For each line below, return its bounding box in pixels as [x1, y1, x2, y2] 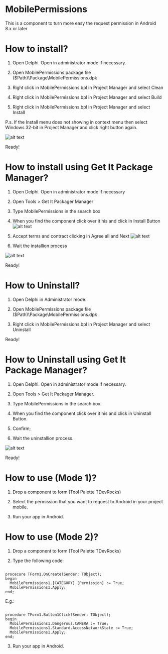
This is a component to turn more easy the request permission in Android [5, 20, 156, 26]
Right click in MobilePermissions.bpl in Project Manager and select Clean [12, 84, 163, 90]
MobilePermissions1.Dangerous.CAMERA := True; [10, 621, 109, 626]
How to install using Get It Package [5, 162, 153, 173]
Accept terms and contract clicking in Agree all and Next [12, 233, 129, 239]
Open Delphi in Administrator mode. [12, 296, 87, 302]
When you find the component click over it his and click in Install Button [12, 217, 160, 224]
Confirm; [12, 425, 31, 431]
